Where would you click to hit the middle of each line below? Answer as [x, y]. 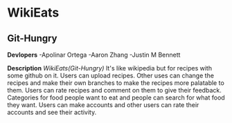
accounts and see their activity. [52, 112]
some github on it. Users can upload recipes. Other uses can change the [111, 75]
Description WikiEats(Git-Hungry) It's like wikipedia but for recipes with [110, 68]
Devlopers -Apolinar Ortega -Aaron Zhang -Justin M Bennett [94, 55]
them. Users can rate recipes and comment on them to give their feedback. [114, 90]
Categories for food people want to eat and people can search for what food [116, 97]
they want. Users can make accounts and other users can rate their [103, 105]
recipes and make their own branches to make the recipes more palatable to [116, 83]
